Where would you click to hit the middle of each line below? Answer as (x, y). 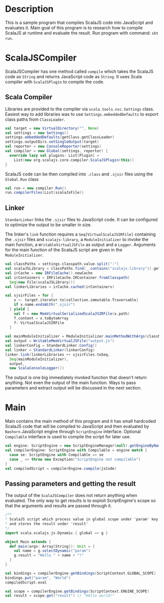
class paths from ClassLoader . (35, 119)
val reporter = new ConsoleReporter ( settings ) (53, 147)
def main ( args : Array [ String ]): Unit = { (52, 546)
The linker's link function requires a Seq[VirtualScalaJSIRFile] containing (81, 234)
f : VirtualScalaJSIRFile (39, 323)
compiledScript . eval (26, 582)
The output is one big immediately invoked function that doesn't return (76, 378)
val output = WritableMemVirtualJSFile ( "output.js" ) (60, 341)
